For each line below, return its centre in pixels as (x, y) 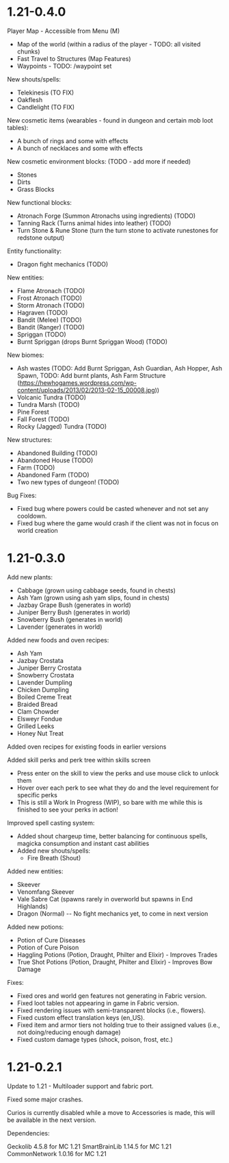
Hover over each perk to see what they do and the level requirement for (118, 788)
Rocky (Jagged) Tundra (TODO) (62, 426)
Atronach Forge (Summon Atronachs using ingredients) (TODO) (106, 216)
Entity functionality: (35, 251)
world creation (37, 530)
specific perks (37, 795)
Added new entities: (35, 871)
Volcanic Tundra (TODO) (52, 397)
